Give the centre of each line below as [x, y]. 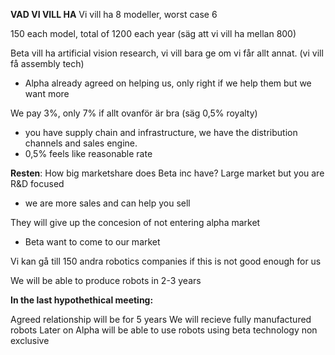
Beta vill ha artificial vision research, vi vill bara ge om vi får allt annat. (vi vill [167, 53]
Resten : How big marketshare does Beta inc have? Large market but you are [167, 173]
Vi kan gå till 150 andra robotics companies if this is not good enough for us [166, 261]
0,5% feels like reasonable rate [88, 153]
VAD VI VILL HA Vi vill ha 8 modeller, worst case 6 [114, 14]
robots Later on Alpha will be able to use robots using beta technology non [164, 330]
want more [47, 93]
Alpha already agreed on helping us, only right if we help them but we [168, 83]
